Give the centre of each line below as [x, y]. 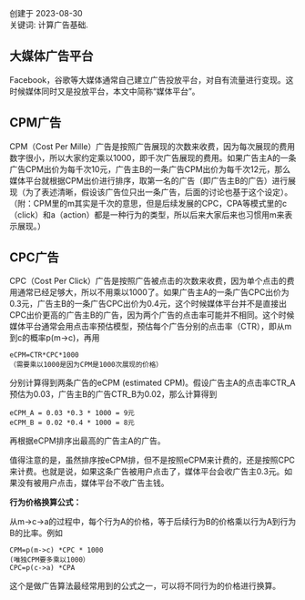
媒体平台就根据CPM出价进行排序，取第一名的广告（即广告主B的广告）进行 [149, 180]
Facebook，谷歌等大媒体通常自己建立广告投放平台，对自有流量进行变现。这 [152, 79]
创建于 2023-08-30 [46, 13]
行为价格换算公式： [46, 503]
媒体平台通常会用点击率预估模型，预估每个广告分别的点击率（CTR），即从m [151, 327]
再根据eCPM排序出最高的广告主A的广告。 [87, 441]
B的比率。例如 [36, 533]
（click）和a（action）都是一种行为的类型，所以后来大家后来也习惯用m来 [147, 214]
